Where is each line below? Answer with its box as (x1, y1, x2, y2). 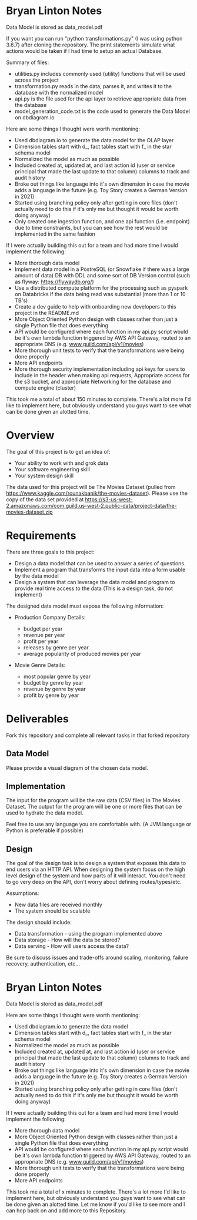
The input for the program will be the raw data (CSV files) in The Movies (6, 797, 181, 804)
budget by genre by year (23, 679, 84, 686)
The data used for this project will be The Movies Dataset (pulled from (6, 483, 176, 490)
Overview (6, 429, 55, 442)
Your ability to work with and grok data (14, 460, 109, 467)
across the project (14, 76, 59, 83)
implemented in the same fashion (14, 230, 96, 237)
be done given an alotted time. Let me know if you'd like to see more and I (6, 1201, 185, 1208)
